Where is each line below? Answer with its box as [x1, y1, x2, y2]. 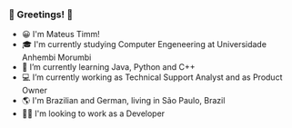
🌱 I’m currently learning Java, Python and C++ [21, 62, 196, 73]
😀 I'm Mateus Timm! [21, 29, 101, 40]
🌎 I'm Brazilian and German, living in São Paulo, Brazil [21, 95, 226, 106]
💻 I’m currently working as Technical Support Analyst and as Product [21, 72, 283, 83]
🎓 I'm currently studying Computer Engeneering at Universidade [21, 39, 267, 50]
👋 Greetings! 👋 [8, 8, 74, 21]
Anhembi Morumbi [21, 52, 92, 63]
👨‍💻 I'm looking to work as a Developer [21, 108, 166, 119]
